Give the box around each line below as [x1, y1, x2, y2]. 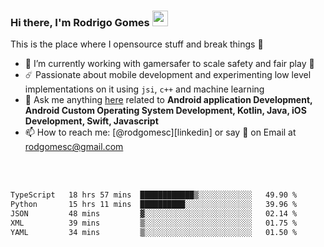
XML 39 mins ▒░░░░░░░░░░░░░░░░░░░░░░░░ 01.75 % [10, 218, 298, 228]
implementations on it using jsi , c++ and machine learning [24, 83, 265, 95]
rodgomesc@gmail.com [24, 141, 124, 153]
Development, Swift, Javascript [24, 115, 159, 127]
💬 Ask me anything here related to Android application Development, [24, 94, 313, 106]
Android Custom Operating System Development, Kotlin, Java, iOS [24, 105, 307, 117]
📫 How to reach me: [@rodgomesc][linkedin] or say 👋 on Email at [24, 126, 297, 139]
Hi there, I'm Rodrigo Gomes [10, 15, 150, 29]
